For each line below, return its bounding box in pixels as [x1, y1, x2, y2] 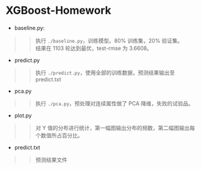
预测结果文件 [35, 156, 67, 163]
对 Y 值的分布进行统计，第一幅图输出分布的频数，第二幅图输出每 [35, 124, 195, 131]
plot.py [14, 112, 32, 119]
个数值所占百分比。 [35, 132, 84, 139]
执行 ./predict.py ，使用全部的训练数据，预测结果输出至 [35, 69, 175, 76]
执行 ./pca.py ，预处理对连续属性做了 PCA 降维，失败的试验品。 [35, 100, 194, 107]
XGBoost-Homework [5, 4, 112, 17]
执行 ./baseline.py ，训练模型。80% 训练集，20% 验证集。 [35, 37, 183, 44]
